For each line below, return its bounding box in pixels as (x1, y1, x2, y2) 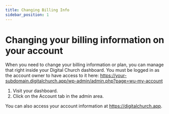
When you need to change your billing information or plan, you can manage (5, 62, 164, 68)
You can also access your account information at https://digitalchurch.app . (5, 103, 162, 109)
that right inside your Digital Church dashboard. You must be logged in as (5, 67, 160, 73)
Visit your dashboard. (12, 88, 58, 94)
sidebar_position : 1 (5, 12, 50, 17)
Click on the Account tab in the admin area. (12, 93, 104, 99)
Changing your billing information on (5, 34, 164, 46)
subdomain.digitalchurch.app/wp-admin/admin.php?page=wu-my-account (5, 78, 163, 84)
